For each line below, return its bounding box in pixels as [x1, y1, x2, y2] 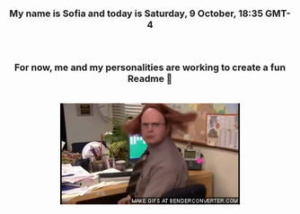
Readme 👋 [128, 73, 172, 85]
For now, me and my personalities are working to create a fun [13, 61, 287, 74]
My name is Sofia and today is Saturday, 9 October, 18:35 [9, 7, 264, 20]
